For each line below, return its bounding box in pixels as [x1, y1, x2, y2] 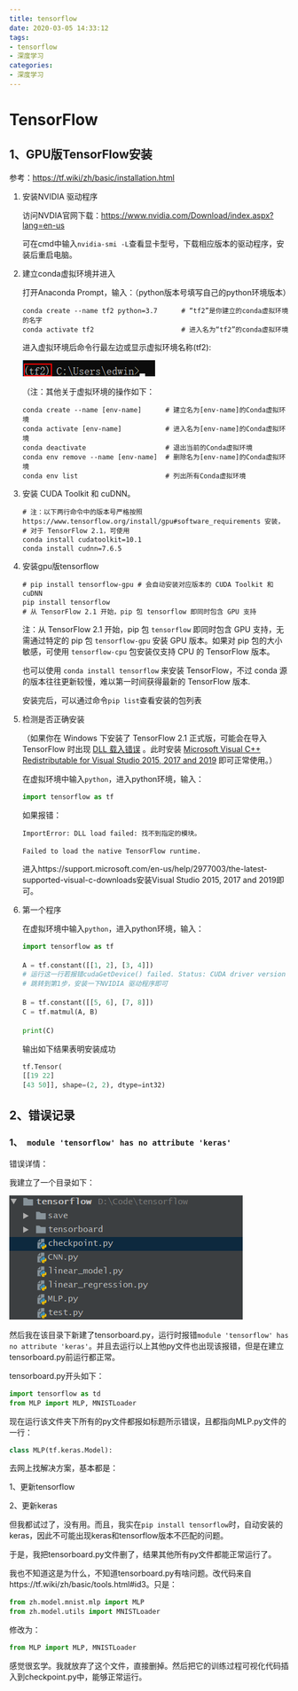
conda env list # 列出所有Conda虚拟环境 [21, 471, 247, 481]
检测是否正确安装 [21, 714, 85, 724]
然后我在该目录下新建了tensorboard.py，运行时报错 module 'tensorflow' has [9, 1329, 289, 1340]
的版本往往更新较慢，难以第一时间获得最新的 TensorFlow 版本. [21, 676, 251, 686]
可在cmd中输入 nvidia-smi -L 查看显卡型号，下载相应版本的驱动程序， [21, 238, 277, 248]
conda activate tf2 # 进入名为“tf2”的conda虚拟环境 [21, 325, 289, 334]
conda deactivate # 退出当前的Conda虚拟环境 [21, 443, 253, 452]
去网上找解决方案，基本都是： [9, 1463, 118, 1474]
